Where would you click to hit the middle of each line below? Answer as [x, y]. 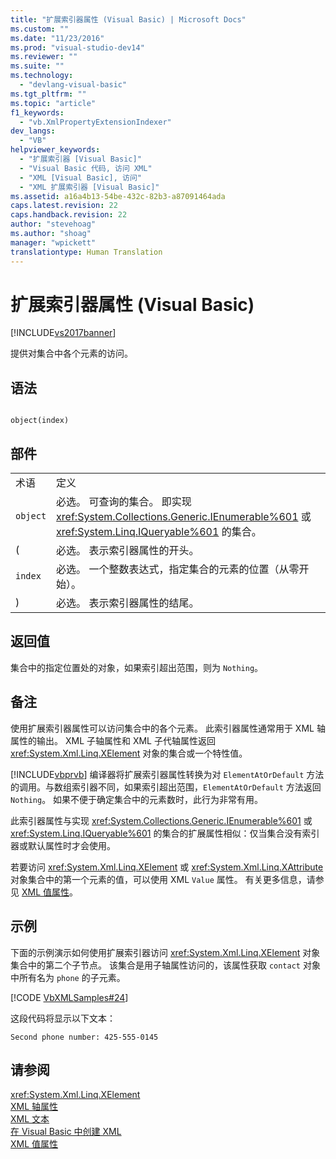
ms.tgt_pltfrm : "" [48, 94]
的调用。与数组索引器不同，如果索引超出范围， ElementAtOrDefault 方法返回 [166, 787]
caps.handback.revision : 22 [69, 215]
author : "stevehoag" [53, 224]
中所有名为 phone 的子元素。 [68, 977]
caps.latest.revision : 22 [64, 206]
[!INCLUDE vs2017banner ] [63, 333]
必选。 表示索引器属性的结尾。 [128, 603]
